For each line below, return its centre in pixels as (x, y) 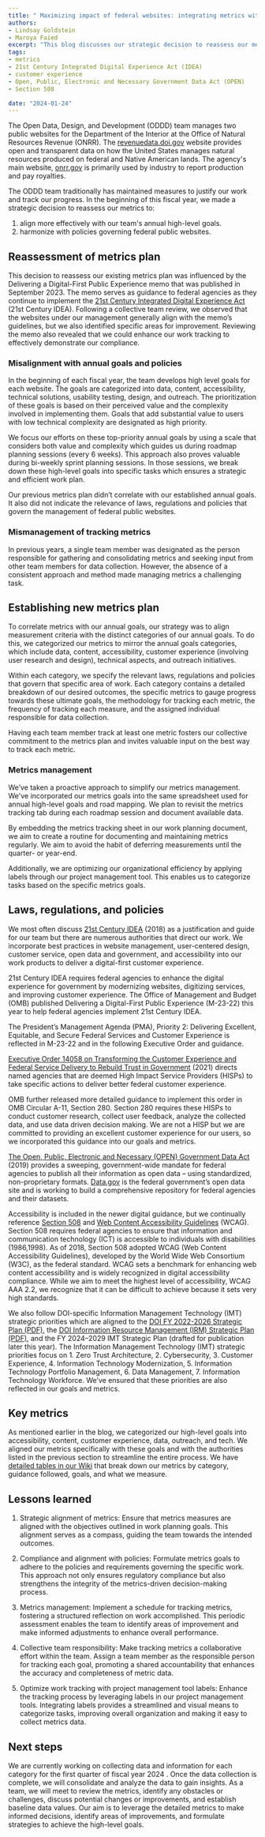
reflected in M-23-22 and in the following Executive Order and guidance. (126, 1043)
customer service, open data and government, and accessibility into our (125, 954)
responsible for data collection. (58, 718)
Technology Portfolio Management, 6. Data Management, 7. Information (124, 1372)
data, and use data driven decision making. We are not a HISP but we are (127, 1124)
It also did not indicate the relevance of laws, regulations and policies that (128, 503)
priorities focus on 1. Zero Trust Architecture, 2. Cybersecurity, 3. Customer (131, 1354)
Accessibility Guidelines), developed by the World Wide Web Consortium (127, 1256)
